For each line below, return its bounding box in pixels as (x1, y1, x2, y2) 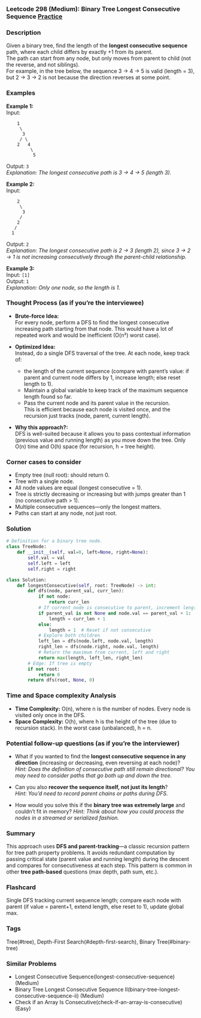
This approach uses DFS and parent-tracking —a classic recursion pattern (6, 843, 190, 850)
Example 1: (6, 103, 34, 110)
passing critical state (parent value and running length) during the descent (6, 856, 190, 863)
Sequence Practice (6, 12, 63, 20)
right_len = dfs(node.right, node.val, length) (38, 644, 160, 650)
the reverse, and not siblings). (6, 61, 80, 68)
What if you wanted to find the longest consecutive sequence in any (14, 752, 187, 760)
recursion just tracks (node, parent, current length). (23, 412, 151, 419)
